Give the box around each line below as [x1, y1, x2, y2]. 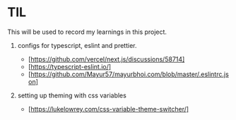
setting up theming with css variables [17, 91, 127, 100]
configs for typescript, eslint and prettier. [17, 41, 137, 49]
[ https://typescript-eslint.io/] [28, 62, 112, 71]
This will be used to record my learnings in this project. [7, 28, 167, 36]
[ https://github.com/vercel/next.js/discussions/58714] [28, 54, 185, 64]
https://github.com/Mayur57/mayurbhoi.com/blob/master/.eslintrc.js [30, 70, 230, 78]
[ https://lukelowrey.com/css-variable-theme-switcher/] [28, 104, 189, 113]
